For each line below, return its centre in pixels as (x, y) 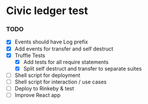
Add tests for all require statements (66, 62)
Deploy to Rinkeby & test (44, 88)
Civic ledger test (47, 11)
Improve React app (37, 95)
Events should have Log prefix (51, 42)
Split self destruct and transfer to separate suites (83, 68)
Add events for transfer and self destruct (64, 49)
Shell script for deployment (47, 75)
